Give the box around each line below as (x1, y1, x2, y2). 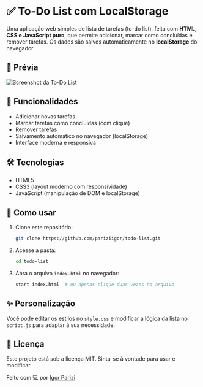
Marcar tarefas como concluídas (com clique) (15, 119, 130, 126)
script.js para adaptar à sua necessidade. (6, 321, 115, 329)
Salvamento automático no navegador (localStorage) (15, 132, 149, 139)
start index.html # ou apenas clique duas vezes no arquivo (15, 281, 175, 288)
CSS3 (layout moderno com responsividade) (15, 183, 127, 191)
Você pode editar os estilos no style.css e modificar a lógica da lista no (6, 315, 188, 322)
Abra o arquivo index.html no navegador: (15, 269, 120, 277)
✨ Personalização (6, 299, 75, 309)
